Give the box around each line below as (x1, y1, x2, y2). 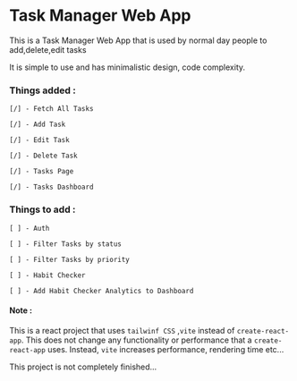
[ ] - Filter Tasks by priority (9, 255, 130, 264)
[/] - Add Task (9, 120, 66, 130)
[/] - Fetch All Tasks (9, 105, 94, 114)
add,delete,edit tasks (9, 44, 87, 55)
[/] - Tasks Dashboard (9, 182, 94, 192)
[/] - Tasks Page (9, 167, 74, 176)
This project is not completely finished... (9, 361, 157, 372)
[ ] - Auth (9, 224, 50, 233)
